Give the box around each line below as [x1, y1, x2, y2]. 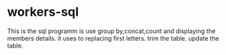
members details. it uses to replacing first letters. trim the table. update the [7, 34, 219, 42]
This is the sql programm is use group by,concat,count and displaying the [7, 27, 216, 35]
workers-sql [7, 4, 79, 20]
